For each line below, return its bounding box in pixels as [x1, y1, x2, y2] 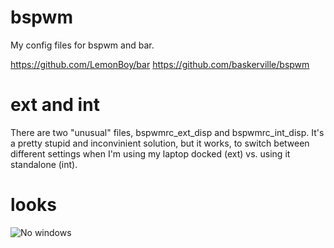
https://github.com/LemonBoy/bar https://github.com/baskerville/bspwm [10, 58, 310, 70]
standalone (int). [10, 158, 78, 170]
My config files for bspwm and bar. [10, 39, 155, 51]
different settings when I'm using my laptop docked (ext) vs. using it [10, 147, 291, 160]
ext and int [10, 94, 100, 116]
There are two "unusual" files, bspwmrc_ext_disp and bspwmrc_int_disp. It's [10, 126, 325, 138]
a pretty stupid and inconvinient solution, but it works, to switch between [10, 137, 310, 149]
